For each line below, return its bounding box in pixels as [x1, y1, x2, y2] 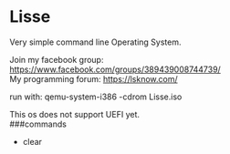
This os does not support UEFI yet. [9, 108, 140, 119]
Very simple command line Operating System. [9, 36, 182, 47]
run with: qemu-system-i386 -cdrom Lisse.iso [9, 91, 183, 102]
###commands [9, 118, 67, 129]
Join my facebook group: [9, 54, 104, 65]
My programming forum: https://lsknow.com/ [9, 73, 178, 84]
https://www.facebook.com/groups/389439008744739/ [9, 64, 221, 75]
